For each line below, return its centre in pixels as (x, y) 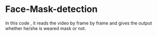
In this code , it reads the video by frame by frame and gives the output (78, 23)
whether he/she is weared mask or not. (46, 28)
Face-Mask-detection (51, 9)
